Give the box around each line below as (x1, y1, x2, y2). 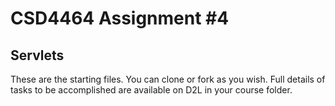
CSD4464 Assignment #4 (10, 7, 230, 30)
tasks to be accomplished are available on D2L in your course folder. (10, 84, 293, 96)
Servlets (10, 47, 65, 64)
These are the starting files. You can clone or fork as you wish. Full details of (10, 73, 326, 85)
